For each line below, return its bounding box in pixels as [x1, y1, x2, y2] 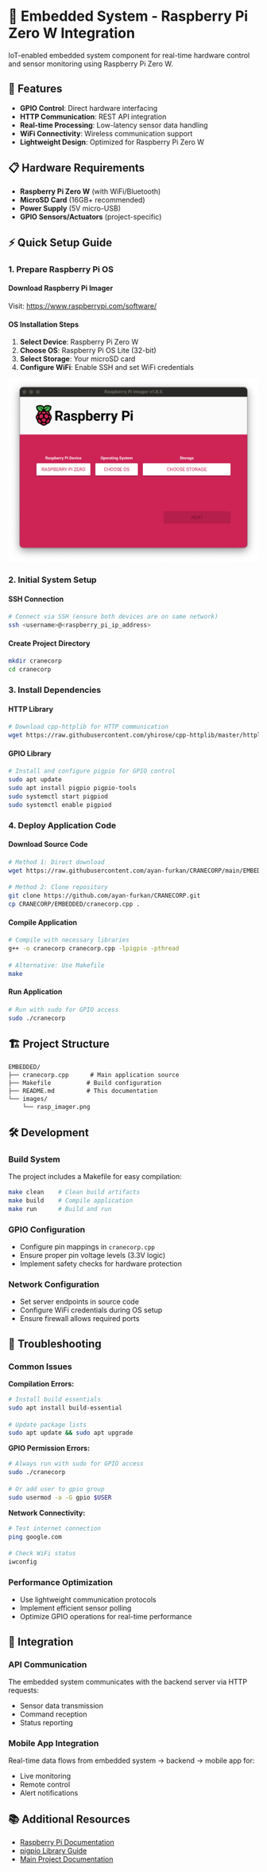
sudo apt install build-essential [8, 1403, 123, 1412]
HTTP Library [8, 704, 54, 714]
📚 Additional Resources [8, 1812, 131, 1826]
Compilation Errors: [8, 1378, 75, 1388]
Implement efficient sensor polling [19, 1603, 132, 1613]
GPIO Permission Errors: [8, 1443, 90, 1453]
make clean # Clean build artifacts [8, 1188, 141, 1196]
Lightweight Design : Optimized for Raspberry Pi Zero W [19, 137, 205, 147]
